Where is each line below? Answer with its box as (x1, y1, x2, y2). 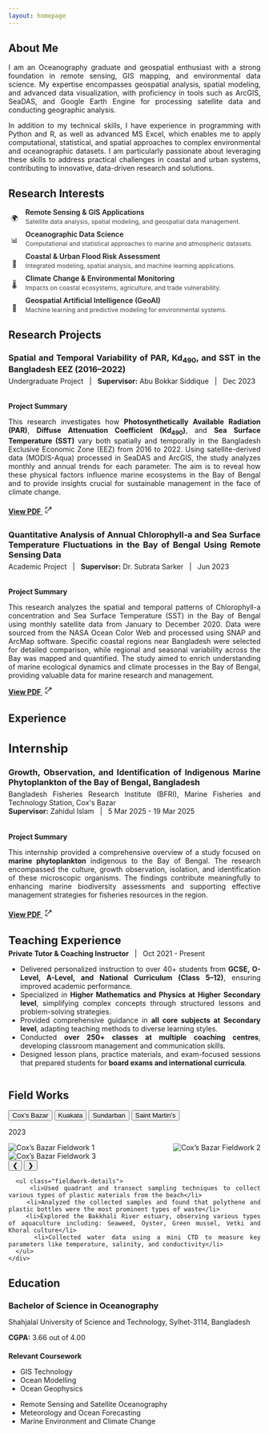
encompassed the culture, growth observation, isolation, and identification (8, 864, 261, 874)
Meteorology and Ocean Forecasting (19, 1408, 142, 1418)
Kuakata (58, 1112, 83, 1120)
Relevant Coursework (8, 1351, 82, 1361)
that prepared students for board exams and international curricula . (19, 1058, 247, 1067)
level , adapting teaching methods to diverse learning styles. (19, 1024, 219, 1034)
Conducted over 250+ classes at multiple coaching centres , (19, 1032, 261, 1043)
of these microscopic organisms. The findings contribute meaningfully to (8, 873, 261, 882)
